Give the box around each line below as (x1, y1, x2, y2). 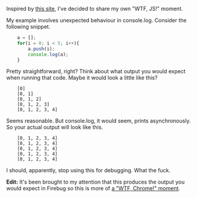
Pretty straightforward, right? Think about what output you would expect (6, 68, 186, 75)
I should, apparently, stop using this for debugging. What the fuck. (6, 167, 170, 174)
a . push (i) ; (28, 46, 55, 52)
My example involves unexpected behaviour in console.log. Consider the (6, 17, 187, 23)
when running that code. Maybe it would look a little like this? (6, 74, 158, 82)
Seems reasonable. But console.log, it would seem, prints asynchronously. (6, 117, 191, 125)
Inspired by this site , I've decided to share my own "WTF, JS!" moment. (6, 5, 183, 12)
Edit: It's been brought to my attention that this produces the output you (6, 178, 185, 185)
